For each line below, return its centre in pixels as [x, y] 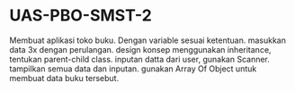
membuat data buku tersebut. [64, 78]
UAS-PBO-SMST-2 [81, 16]
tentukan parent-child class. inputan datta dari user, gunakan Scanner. [139, 59]
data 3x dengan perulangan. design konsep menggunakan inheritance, [140, 49]
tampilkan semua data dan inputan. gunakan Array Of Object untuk [133, 69]
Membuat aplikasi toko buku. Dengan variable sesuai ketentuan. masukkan [147, 40]
